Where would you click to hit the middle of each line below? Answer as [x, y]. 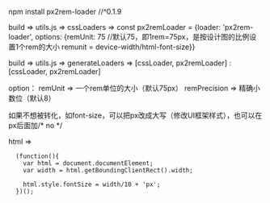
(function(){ [38, 156]
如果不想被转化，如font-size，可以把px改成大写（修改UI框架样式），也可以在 [135, 115]
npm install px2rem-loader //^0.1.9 [65, 12]
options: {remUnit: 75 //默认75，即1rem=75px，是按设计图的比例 [142, 37]
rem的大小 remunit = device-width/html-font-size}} [110, 47]
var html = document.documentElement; [88, 164]
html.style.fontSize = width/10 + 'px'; [92, 184]
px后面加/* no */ [36, 125]
